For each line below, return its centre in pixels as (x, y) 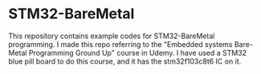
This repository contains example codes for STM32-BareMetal (112, 36)
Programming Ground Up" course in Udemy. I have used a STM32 (138, 53)
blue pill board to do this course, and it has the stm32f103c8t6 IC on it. (125, 61)
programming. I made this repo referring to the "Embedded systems (120, 44)
